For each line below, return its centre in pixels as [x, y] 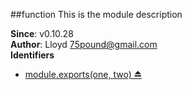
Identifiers [32, 55]
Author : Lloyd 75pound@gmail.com [84, 44]
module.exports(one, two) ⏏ [83, 74]
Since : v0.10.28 [42, 33]
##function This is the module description [96, 14]
